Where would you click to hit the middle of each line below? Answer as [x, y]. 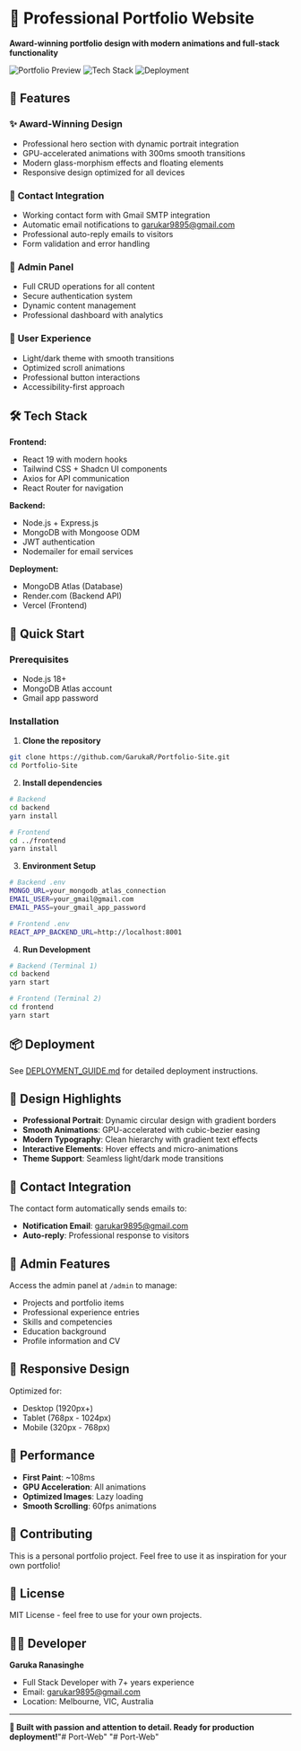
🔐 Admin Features [60, 1264]
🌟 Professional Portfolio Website [132, 18]
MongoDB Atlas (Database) [73, 587]
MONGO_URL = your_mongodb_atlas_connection [88, 891]
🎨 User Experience [50, 339]
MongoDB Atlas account [67, 689]
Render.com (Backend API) [72, 596]
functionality [34, 52]
